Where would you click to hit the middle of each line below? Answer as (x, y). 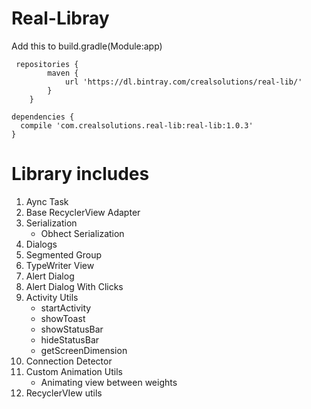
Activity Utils (52, 297)
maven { (63, 73)
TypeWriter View (60, 265)
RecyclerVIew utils (64, 393)
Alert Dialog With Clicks (74, 286)
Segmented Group (64, 254)
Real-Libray (60, 18)
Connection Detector (69, 361)
